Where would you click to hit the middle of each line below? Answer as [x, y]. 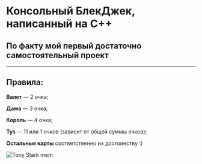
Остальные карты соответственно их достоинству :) [75, 143]
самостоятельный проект [58, 55]
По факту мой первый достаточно [74, 46]
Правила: [25, 82]
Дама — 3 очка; [27, 108]
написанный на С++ [59, 24]
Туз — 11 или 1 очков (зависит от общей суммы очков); [77, 131]
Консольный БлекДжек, [71, 11]
